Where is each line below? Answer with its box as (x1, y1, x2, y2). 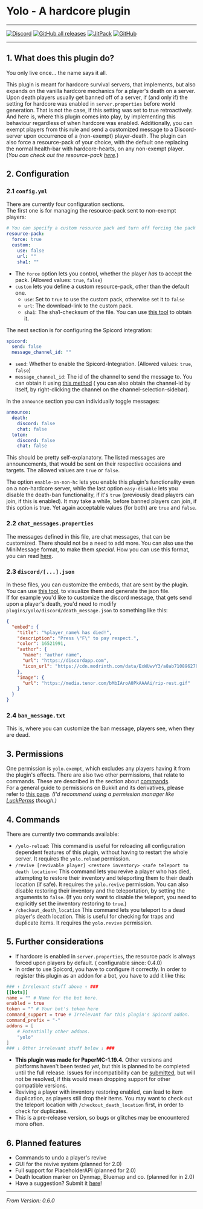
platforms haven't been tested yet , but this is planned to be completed (14, 1063, 190, 1070)
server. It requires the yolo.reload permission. (14, 855, 130, 862)
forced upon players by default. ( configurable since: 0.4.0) (14, 959, 163, 966)
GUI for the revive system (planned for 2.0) (14, 1161, 122, 1168)
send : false (11, 344, 42, 350)
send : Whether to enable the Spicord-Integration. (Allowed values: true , (14, 361, 193, 368)
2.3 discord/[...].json (6, 567, 75, 576)
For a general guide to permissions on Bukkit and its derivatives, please (6, 784, 184, 792)
